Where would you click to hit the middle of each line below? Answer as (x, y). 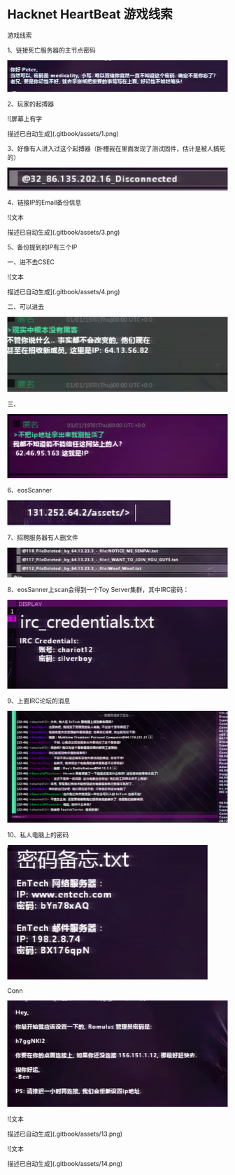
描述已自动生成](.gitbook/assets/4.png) (64, 292)
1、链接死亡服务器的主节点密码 (51, 50)
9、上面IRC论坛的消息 (39, 701)
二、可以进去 (26, 307)
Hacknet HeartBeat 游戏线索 (90, 14)
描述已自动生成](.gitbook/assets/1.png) (63, 133)
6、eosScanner (30, 490)
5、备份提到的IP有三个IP (42, 247)
